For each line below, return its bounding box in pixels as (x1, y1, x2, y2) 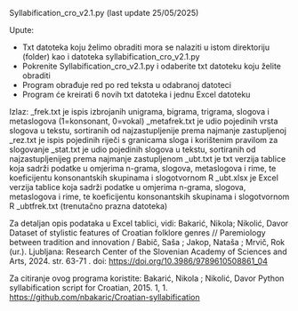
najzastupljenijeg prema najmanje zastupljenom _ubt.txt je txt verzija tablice (9, 154, 286, 163)
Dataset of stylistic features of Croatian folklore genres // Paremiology (9, 227, 266, 238)
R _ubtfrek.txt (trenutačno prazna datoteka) (9, 201, 168, 211)
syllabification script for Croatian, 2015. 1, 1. (9, 283, 168, 292)
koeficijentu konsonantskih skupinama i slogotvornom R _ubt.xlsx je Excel (9, 172, 278, 183)
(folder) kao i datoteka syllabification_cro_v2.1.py (21, 52, 200, 61)
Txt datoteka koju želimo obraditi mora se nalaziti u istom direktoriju (21, 42, 270, 52)
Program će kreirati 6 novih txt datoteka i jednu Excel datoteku (21, 89, 251, 100)
